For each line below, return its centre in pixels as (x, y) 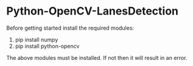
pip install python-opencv (47, 46)
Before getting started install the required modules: (70, 28)
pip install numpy (37, 39)
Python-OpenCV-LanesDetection (92, 11)
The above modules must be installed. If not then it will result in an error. (97, 58)
